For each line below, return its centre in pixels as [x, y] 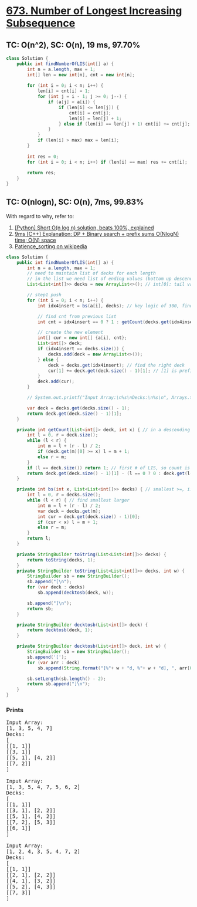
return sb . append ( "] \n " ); [59, 684]
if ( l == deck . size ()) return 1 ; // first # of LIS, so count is [109, 468]
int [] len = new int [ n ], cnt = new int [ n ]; [81, 75]
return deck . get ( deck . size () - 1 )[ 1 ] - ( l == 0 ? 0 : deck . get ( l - [110, 473]
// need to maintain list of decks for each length [92, 273]
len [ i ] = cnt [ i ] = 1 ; [64, 91]
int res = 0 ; [43, 157]
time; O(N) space [35, 240]
